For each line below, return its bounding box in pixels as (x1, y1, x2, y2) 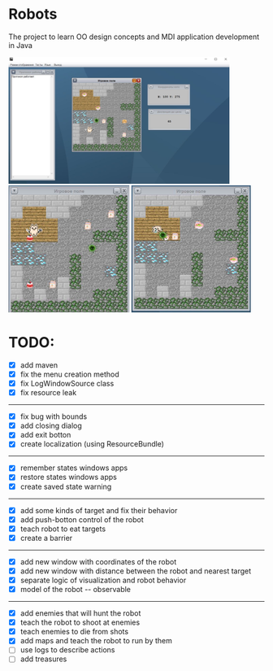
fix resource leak (19, 388, 77, 398)
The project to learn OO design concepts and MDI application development (8, 32, 260, 41)
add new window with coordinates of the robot (19, 556, 177, 566)
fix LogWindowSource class (19, 379, 115, 388)
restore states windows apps (19, 473, 118, 482)
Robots (8, 5, 58, 24)
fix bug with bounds (19, 412, 88, 421)
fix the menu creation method (19, 369, 119, 379)
